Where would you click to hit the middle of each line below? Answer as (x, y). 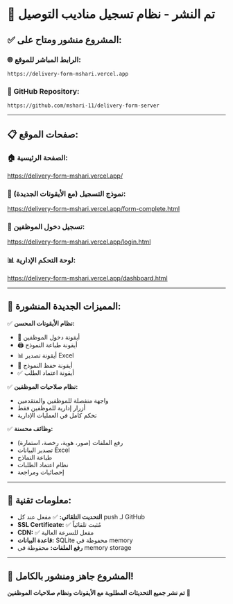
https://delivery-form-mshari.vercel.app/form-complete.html (94, 209)
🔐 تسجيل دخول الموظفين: (46, 227)
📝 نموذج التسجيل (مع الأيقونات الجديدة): (67, 194)
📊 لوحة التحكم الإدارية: (42, 260)
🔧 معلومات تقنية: (39, 500)
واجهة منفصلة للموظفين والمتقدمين (63, 400)
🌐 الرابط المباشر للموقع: (44, 60)
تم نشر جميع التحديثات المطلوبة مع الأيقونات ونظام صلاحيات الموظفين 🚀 (99, 593)
